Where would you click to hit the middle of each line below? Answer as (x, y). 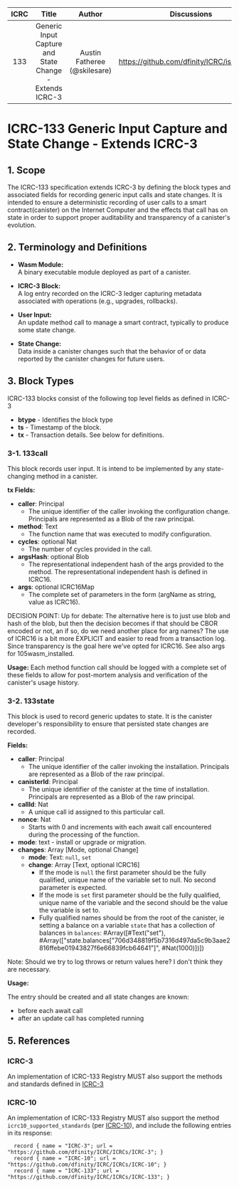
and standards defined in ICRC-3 (56, 1083)
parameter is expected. (73, 888)
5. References (39, 1040)
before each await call (50, 1011)
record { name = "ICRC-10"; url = (65, 1159)
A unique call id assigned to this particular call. (97, 812)
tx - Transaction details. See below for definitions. (91, 435)
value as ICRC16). (54, 602)
